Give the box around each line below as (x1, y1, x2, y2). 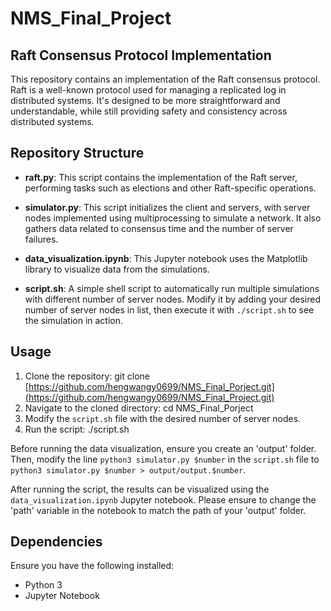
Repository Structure (10, 145, 145, 162)
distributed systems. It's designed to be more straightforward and (10, 95, 281, 106)
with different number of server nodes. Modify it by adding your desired (24, 293, 321, 305)
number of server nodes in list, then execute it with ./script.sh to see (24, 303, 315, 316)
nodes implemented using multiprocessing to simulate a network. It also (24, 212, 322, 224)
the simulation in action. (24, 314, 124, 326)
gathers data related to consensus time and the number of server (24, 222, 294, 234)
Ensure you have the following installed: (10, 560, 175, 572)
